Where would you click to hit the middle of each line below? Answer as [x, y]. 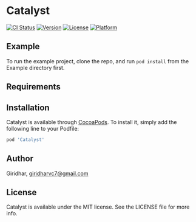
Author [20, 159]
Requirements [33, 87]
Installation [28, 107]
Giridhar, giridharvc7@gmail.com [47, 173]
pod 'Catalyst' [25, 140]
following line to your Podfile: [43, 128]
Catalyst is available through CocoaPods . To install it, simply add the [92, 122]
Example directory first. [35, 68]
